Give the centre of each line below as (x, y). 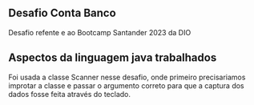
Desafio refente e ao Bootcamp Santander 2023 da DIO (100, 32)
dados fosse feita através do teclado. (69, 94)
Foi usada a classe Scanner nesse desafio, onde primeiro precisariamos (127, 77)
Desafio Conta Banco (62, 13)
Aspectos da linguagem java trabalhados (113, 58)
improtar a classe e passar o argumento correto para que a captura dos (126, 85)
